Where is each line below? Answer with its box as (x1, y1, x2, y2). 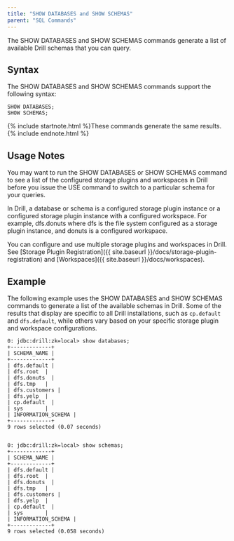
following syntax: (7, 90, 57, 98)
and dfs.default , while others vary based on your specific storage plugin (7, 316, 219, 325)
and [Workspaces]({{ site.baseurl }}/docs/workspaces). (43, 255, 205, 264)
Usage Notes (7, 149, 65, 161)
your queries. (7, 191, 46, 199)
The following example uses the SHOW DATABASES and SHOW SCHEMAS (7, 294, 223, 302)
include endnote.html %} (17, 129, 90, 138)
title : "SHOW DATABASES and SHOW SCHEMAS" (7, 10, 133, 18)
